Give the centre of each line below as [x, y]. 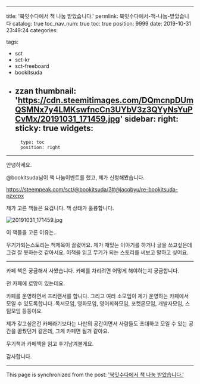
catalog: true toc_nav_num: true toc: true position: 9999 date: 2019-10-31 [102, 24]
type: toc [32, 142]
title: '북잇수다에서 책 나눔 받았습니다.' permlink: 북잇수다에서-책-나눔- [88, 16]
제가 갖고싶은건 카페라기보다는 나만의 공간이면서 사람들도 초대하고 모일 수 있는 [97, 323]
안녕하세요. [19, 165]
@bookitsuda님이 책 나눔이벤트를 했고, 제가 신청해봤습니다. [75, 177]
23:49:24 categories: [32, 30]
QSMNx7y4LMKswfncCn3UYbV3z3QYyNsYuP [104, 110]
